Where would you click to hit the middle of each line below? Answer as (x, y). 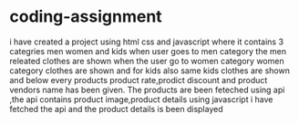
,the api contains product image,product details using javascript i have (141, 99)
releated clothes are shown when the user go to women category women (147, 61)
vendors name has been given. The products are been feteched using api (147, 90)
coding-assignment (86, 17)
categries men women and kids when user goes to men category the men (148, 51)
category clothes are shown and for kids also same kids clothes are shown (149, 71)
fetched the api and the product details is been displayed (116, 109)
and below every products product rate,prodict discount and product (139, 80)
